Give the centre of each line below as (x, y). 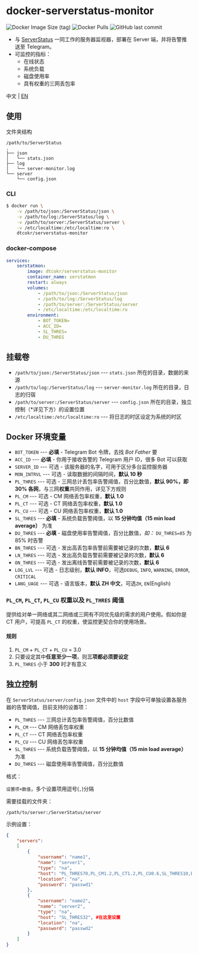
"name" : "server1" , (61, 863)
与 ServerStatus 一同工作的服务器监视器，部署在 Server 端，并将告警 (98, 39)
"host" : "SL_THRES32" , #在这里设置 (79, 917)
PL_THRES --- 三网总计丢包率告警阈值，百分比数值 (74, 719)
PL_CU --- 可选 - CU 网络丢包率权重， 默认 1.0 (69, 511)
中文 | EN (17, 96)
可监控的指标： (33, 54)
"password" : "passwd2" (65, 928)
